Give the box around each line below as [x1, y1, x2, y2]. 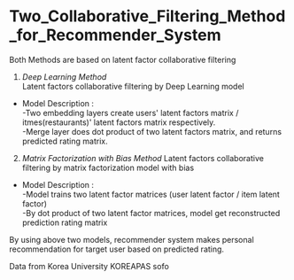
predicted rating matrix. [21, 136, 108, 146]
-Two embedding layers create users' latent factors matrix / [21, 107, 239, 118]
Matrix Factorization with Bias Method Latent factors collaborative [21, 152, 264, 163]
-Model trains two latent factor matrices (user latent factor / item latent [21, 189, 281, 199]
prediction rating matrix [21, 217, 108, 228]
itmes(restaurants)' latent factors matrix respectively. [21, 117, 216, 128]
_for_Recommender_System [9, 25, 221, 45]
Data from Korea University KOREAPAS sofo [9, 261, 170, 271]
